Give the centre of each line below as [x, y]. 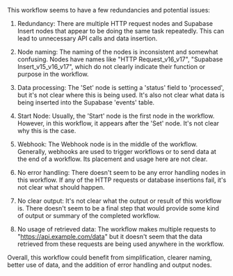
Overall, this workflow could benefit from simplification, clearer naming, [110, 258]
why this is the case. [47, 131]
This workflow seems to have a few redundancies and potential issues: [109, 10]
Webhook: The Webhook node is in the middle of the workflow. [107, 144]
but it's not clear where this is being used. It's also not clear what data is [121, 95]
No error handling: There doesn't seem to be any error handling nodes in [121, 172]
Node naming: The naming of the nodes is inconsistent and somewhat [118, 52]
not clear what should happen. [61, 187]
